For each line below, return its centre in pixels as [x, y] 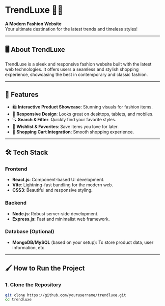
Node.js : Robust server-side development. [55, 213]
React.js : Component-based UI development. [58, 180]
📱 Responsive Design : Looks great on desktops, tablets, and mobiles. [83, 114]
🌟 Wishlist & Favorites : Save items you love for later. [65, 126]
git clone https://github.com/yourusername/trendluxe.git [66, 295]
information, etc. [29, 247]
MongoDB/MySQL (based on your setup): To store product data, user [83, 242]
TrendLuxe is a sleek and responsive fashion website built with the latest [78, 64]
